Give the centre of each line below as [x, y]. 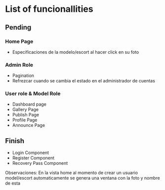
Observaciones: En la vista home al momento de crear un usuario [72, 173]
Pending [18, 27]
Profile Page [25, 120]
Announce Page [29, 125]
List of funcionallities [49, 9]
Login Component [31, 153]
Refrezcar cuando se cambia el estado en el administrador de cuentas [84, 81]
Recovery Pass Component [40, 163]
